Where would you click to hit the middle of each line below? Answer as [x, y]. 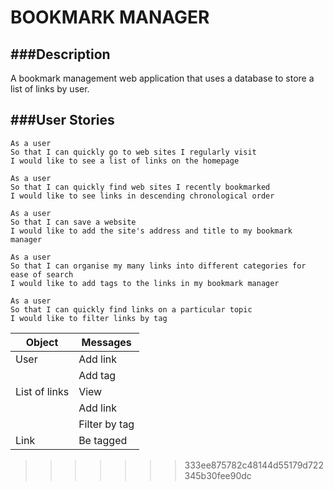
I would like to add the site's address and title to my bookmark [151, 231]
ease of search [42, 274]
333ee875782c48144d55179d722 [254, 465]
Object [42, 342]
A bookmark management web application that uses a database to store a [162, 78]
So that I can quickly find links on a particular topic [131, 309]
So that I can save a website [73, 222]
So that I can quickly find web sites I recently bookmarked [140, 187]
